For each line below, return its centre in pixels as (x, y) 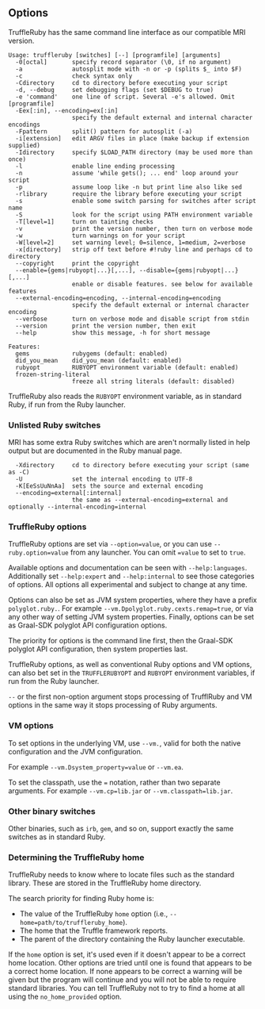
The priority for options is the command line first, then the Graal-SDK (121, 641)
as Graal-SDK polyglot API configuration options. (88, 625)
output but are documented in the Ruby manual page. (95, 451)
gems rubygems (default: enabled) (92, 353)
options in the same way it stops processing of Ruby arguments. (113, 705)
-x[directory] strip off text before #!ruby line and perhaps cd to (134, 249)
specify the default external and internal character (162, 117)
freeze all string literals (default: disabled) (153, 381)
